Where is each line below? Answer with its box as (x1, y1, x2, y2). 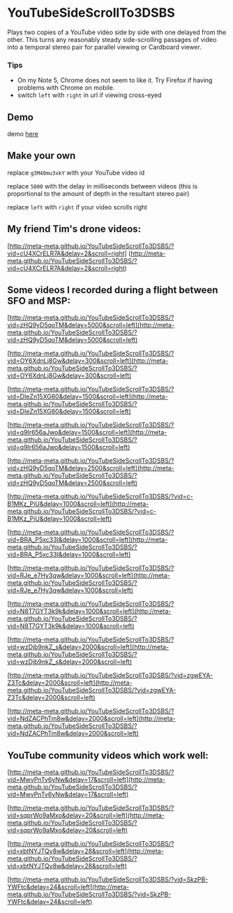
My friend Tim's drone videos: (7, 223, 142, 235)
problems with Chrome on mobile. (17, 84, 115, 92)
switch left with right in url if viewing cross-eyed (17, 91, 162, 99)
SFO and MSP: (7, 295, 71, 307)
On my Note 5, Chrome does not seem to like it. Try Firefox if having (17, 76, 213, 84)
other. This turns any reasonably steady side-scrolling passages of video (7, 35, 217, 43)
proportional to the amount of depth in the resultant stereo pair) (7, 189, 190, 198)
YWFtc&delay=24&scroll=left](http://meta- (7, 883, 130, 891)
